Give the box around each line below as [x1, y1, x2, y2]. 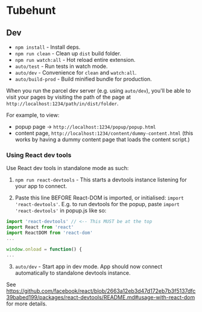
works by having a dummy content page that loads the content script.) [14, 136, 190, 143]
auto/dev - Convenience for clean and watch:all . [14, 69, 137, 76]
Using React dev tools [6, 151, 72, 159]
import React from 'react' [6, 224, 74, 230]
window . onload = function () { [6, 246, 83, 252]
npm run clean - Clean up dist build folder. [14, 50, 122, 57]
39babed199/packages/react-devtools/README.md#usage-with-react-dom [6, 293, 195, 301]
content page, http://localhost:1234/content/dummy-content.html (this [14, 130, 194, 136]
